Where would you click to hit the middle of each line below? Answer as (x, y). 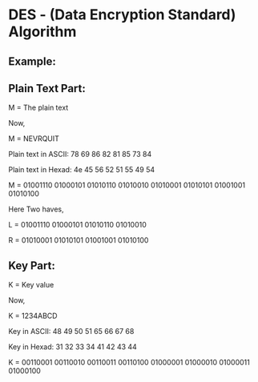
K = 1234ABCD (33, 316)
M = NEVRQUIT (34, 139)
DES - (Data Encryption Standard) (122, 15)
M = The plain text (38, 108)
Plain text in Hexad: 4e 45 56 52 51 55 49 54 (82, 170)
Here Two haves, (36, 209)
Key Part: (32, 265)
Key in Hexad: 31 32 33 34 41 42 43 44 (73, 347)
